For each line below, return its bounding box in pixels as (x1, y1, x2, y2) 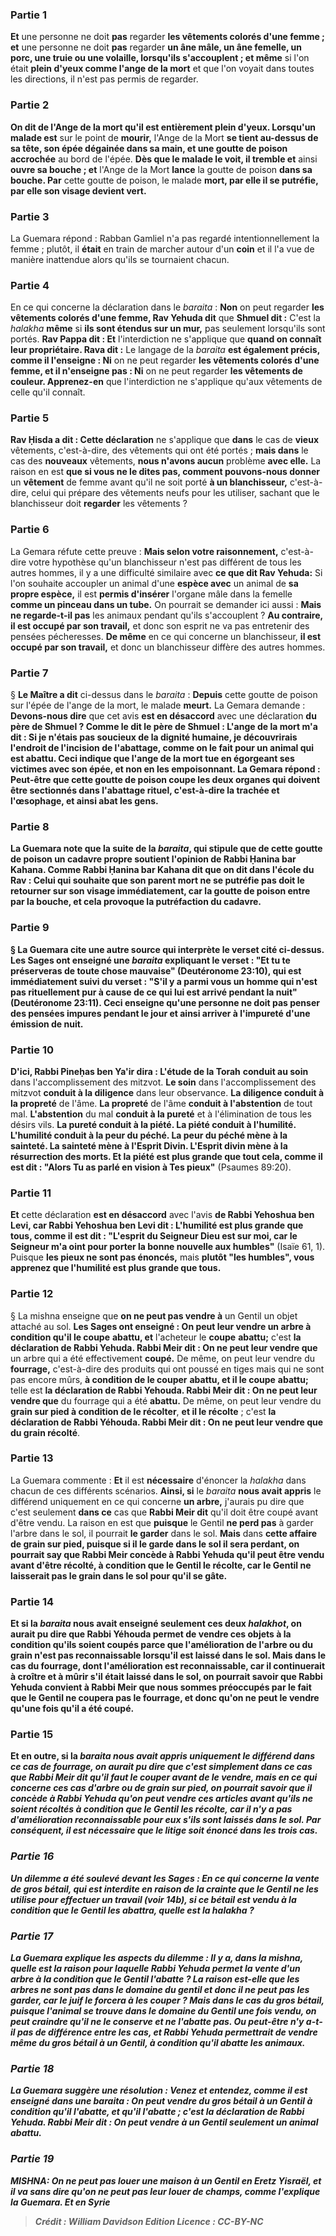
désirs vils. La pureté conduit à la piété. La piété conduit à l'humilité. (10, 1118, 297, 1130)
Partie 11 (10, 1186, 52, 1200)
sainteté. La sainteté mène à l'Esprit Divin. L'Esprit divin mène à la (10, 1139, 288, 1152)
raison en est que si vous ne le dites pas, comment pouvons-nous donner (10, 466, 321, 478)
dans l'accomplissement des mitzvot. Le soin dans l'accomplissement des (10, 1076, 317, 1088)
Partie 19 (10, 2152, 55, 2166)
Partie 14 (10, 1594, 55, 1608)
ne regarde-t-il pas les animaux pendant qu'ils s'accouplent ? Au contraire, (10, 609, 323, 621)
